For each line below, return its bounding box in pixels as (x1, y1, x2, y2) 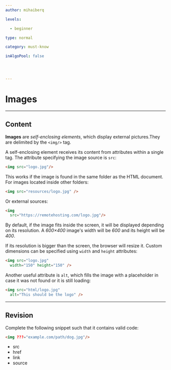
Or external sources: (5, 198, 48, 204)
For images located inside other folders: (5, 179, 89, 185)
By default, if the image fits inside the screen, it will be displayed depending (5, 222, 164, 228)
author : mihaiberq (5, 7, 44, 13)
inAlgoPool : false (5, 54, 44, 59)
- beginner (10, 26, 33, 31)
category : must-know (5, 44, 49, 50)
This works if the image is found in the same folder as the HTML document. (5, 173, 164, 179)
